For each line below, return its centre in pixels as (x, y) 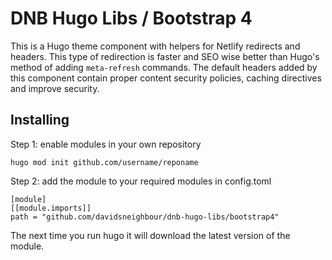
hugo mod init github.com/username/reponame (104, 162)
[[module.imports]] (51, 208)
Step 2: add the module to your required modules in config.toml (141, 181)
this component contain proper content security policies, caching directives (166, 78)
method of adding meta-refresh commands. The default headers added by (164, 67)
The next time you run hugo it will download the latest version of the (150, 235)
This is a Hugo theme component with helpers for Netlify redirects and (155, 46)
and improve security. (55, 88)
